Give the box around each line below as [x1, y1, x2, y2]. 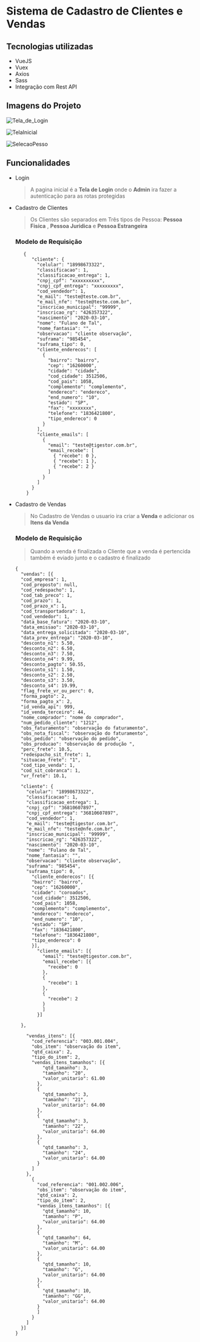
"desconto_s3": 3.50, [21, 678, 76, 684]
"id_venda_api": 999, [21, 704, 76, 710]
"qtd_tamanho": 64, [42, 1235, 92, 1241]
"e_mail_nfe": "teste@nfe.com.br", [26, 826, 116, 832]
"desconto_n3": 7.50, [21, 651, 76, 657]
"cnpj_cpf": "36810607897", [26, 805, 97, 811]
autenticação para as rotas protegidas [30, 192, 125, 200]
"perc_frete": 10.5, [21, 746, 73, 753]
